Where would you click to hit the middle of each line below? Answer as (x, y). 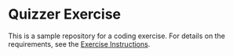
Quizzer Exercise (65, 14)
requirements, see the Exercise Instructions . (79, 44)
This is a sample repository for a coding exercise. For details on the (117, 36)
